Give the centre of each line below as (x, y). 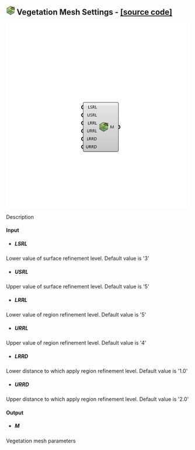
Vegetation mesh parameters (41, 441)
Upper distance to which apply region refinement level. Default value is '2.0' (97, 399)
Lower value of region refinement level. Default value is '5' (76, 315)
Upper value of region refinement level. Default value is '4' (76, 343)
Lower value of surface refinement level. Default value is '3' (78, 259)
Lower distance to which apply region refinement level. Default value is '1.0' (97, 371)
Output (15, 413)
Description (20, 217)
